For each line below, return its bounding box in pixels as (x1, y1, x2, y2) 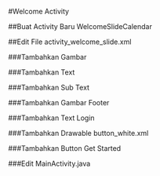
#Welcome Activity (8, 7, 69, 16)
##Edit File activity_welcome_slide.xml (8, 37, 132, 46)
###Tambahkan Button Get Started (8, 144, 122, 152)
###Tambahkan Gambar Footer (8, 98, 110, 107)
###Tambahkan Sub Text (8, 82, 90, 92)
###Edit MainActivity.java (8, 159, 91, 168)
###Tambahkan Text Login (8, 113, 96, 123)
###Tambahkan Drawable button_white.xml (8, 129, 149, 137)
